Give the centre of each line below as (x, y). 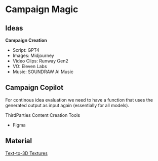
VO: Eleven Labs (30, 66)
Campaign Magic (42, 9)
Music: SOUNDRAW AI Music (43, 72)
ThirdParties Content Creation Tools (43, 115)
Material (18, 141)
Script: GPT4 (26, 50)
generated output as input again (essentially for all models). (67, 105)
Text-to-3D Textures (27, 153)
